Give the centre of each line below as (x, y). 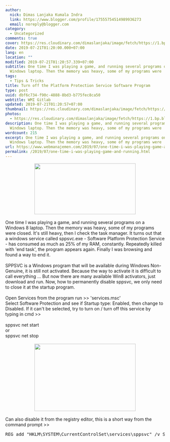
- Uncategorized (27, 34)
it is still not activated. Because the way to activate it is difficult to (93, 271)
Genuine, (15, 271)
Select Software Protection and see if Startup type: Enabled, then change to (84, 303)
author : (13, 10)
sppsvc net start (22, 325)
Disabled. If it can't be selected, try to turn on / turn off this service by (78, 308)
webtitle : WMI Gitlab (28, 100)
